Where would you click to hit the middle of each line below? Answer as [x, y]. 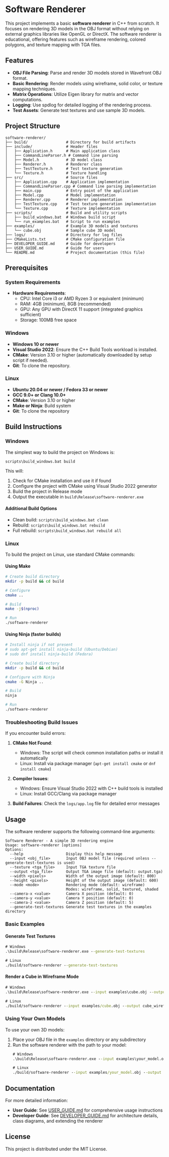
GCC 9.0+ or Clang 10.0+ [39, 395]
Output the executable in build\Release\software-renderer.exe [78, 497]
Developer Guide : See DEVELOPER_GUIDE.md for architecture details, [85, 1115]
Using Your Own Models [35, 1019]
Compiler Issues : [30, 779]
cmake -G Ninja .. [24, 682]
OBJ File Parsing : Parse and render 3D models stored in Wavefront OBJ [87, 73]
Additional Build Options [31, 508]
